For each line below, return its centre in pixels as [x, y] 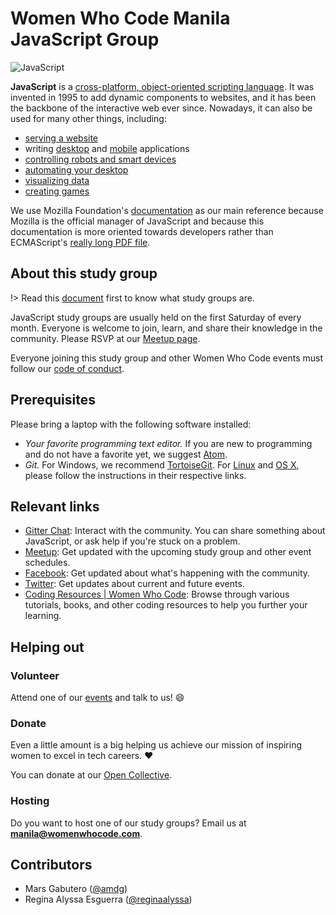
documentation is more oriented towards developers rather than [142, 231]
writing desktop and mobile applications [107, 148]
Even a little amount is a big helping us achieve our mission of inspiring [156, 745]
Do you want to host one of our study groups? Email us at [128, 823]
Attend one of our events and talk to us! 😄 [97, 698]
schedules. [47, 563]
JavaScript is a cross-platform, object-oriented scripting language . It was [162, 86]
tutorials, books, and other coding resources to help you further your [166, 605]
